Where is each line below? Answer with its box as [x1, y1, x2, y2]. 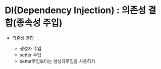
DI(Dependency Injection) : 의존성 [5, 5, 146, 16]
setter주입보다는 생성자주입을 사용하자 [19, 58, 95, 64]
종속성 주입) [16, 17, 63, 29]
